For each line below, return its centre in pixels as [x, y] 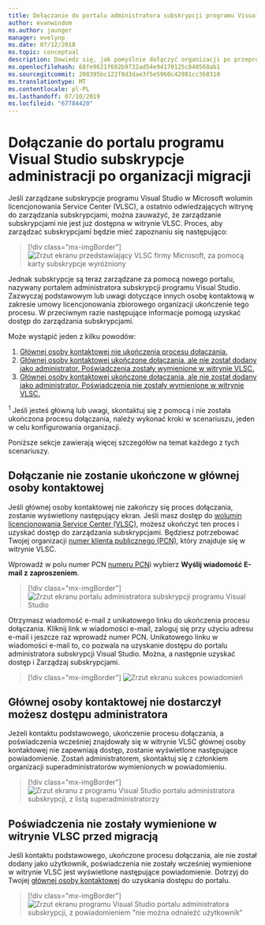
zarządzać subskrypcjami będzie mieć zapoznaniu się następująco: [118, 232]
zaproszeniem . [54, 573]
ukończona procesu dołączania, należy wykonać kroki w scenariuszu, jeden [131, 419]
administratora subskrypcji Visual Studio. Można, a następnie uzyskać [122, 653]
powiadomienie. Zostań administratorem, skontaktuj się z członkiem [118, 758]
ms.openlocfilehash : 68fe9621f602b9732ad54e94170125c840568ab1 [114, 67]
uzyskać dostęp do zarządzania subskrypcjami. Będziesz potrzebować [124, 532]
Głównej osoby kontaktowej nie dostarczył [115, 702]
